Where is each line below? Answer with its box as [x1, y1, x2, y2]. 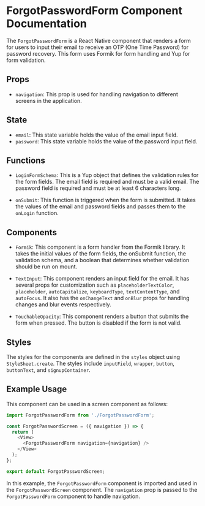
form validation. [6, 56, 46, 64]
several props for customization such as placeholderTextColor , [15, 281, 174, 289]
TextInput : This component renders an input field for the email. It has [15, 275, 190, 282]
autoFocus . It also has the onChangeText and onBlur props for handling [15, 295, 190, 302]
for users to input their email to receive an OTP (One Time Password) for [6, 43, 188, 51]
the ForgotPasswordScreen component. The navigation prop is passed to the [6, 486, 198, 493]
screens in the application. [15, 97, 83, 104]
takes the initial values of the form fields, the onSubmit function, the [15, 250, 187, 257]
